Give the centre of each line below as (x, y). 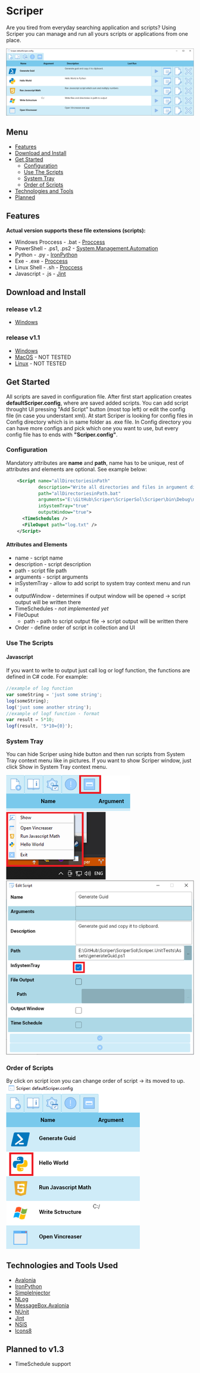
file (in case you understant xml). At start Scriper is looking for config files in (100, 415)
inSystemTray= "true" (63, 506)
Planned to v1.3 (35, 1349)
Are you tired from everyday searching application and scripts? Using (91, 27)
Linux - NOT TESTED (40, 363)
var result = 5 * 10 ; (30, 720)
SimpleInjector (32, 1293)
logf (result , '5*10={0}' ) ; (40, 726)
